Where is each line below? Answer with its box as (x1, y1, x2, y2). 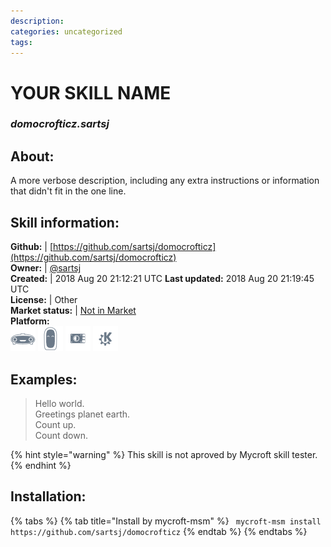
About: (10, 148, 55, 165)
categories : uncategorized (10, 26, 123, 37)
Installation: (10, 488, 87, 505)
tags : (10, 37, 33, 47)
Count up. (34, 418, 77, 430)
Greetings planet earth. (34, 408, 131, 420)
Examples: (10, 371, 78, 388)
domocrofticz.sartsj (10, 117, 110, 131)
